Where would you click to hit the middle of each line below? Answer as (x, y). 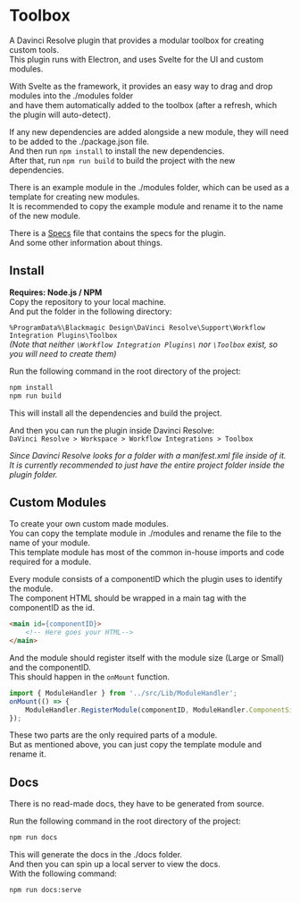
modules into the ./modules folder (71, 96)
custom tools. (34, 49)
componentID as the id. (52, 608)
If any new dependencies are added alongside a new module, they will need (149, 131)
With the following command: (63, 873)
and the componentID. (50, 667)
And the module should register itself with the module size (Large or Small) (147, 657)
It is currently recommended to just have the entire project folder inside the (147, 465)
